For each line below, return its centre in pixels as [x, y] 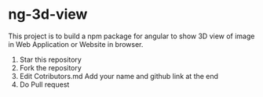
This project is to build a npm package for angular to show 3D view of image [131, 36]
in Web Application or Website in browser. [76, 44]
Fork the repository [51, 67]
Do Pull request [44, 84]
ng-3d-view [48, 14]
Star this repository [51, 59]
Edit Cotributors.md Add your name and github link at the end [119, 76]
